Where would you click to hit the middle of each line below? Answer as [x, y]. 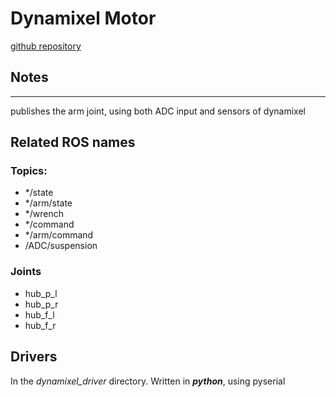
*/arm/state [48, 203]
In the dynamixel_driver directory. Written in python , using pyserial [148, 381]
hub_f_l [39, 314]
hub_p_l [41, 293]
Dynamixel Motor [83, 18]
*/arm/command [59, 235]
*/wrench [44, 214]
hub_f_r [40, 325]
